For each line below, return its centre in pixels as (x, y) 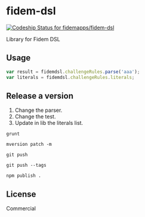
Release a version (40, 96)
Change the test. (35, 117)
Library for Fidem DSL (33, 39)
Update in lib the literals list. (49, 123)
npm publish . (24, 176)
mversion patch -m (29, 145)
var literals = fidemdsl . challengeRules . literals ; (70, 77)
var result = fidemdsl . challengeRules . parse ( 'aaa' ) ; (73, 72)
